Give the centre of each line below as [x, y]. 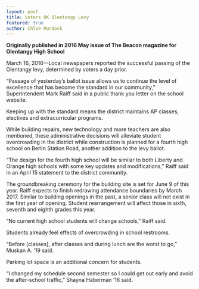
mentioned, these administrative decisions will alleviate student [84, 136]
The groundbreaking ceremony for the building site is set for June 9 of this [98, 184]
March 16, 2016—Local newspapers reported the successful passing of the [98, 63]
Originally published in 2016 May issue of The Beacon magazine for [91, 45]
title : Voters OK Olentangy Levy [48, 17]
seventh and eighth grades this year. [51, 210]
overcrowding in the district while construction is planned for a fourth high [97, 142]
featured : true [25, 23]
